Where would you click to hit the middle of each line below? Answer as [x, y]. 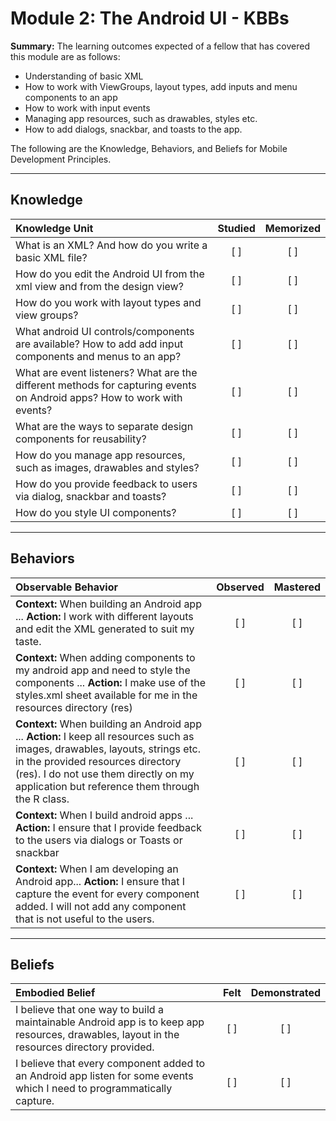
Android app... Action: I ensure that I [100, 881]
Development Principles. [61, 159]
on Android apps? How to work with [99, 397]
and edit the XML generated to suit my [105, 629]
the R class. [42, 799]
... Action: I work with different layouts [104, 616]
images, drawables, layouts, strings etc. [108, 749]
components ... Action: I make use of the [110, 682]
